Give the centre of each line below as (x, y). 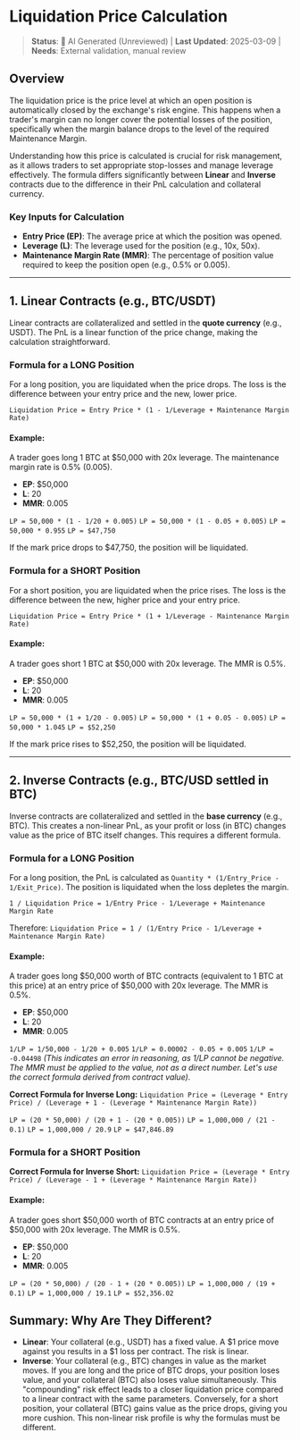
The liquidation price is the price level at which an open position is (131, 100)
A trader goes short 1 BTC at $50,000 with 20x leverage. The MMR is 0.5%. (148, 663)
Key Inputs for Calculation (67, 216)
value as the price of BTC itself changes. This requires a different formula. (145, 835)
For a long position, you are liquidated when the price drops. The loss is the (148, 384)
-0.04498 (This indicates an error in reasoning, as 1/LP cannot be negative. (147, 1058)
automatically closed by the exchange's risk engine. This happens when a (145, 110)
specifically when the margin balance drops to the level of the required (139, 129)
